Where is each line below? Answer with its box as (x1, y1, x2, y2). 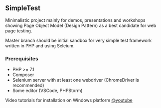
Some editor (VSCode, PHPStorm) (12, 88, 83, 94)
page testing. (5, 27, 32, 34)
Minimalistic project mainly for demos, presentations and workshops (5, 17, 146, 23)
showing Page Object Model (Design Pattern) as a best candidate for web (5, 22, 157, 28)
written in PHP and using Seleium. (5, 42, 75, 49)
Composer (12, 72, 34, 78)
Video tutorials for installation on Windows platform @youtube (5, 97, 133, 104)
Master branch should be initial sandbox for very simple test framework (5, 37, 152, 43)
